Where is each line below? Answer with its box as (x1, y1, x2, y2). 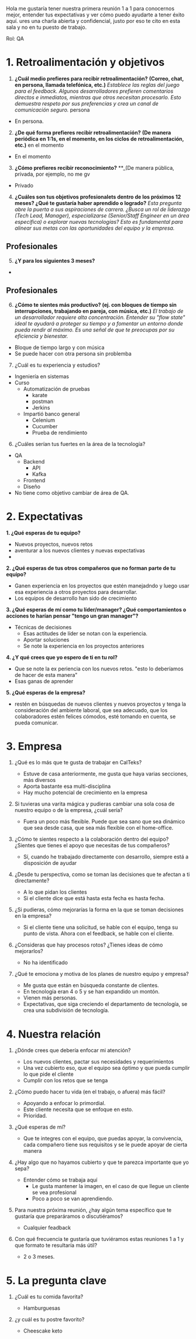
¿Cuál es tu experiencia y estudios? (14, 361, 101, 368)
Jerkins (32, 404, 50, 411)
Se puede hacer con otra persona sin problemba (14, 350, 132, 357)
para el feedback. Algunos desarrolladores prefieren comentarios (14, 88, 174, 95)
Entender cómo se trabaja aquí (23, 1176, 98, 1183)
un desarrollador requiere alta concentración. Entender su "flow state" (14, 314, 185, 321)
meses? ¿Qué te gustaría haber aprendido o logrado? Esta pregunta (14, 199, 182, 206)
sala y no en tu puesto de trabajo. (6, 24, 87, 31)
